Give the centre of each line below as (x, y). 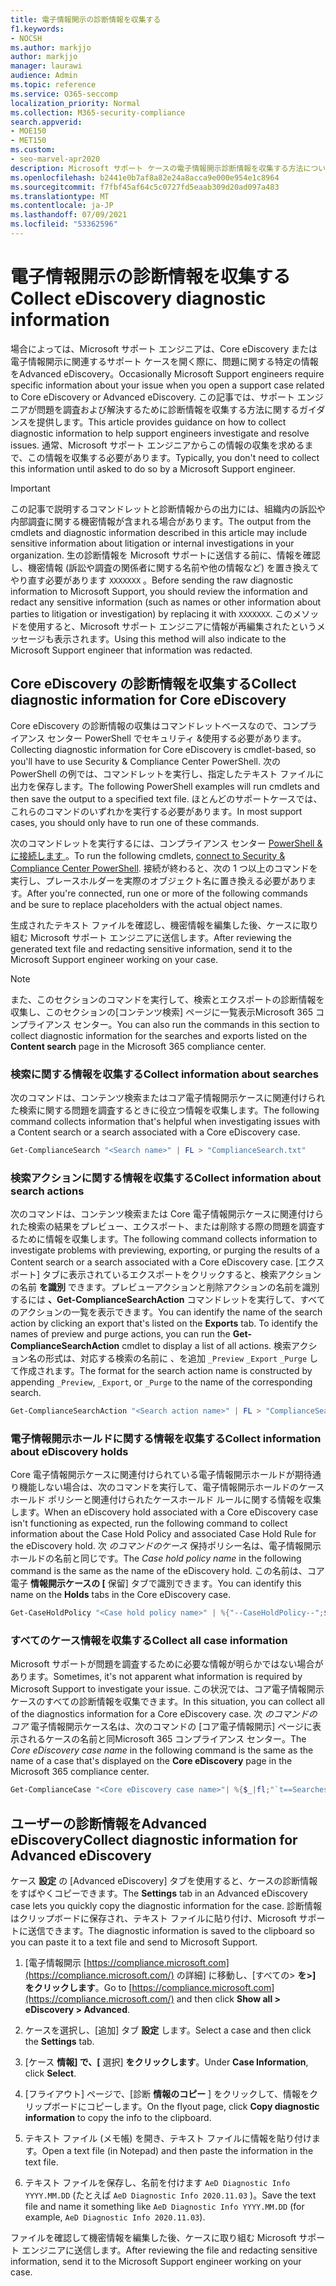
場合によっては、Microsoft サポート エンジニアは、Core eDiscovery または (164, 348)
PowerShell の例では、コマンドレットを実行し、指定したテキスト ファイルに (167, 773)
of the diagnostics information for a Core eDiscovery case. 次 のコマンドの (164, 1714)
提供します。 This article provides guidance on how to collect (161, 422)
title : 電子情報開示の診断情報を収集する (86, 19)
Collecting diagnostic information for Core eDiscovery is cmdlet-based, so (163, 749)
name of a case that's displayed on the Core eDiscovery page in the (151, 1761)
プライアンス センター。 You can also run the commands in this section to (169, 1024)
